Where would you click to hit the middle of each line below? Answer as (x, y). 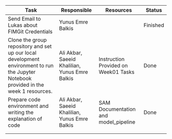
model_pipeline (117, 122)
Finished (154, 25)
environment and (28, 106)
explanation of (25, 119)
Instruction (112, 59)
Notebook (20, 78)
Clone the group (27, 40)
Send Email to (24, 19)
